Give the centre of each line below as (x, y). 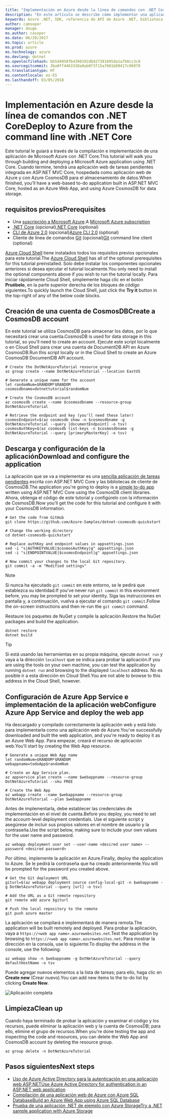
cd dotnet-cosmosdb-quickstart (38, 535)
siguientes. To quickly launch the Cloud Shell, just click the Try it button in (81, 290)
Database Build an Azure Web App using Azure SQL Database (76, 1100)
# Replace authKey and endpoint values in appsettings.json (70, 544)
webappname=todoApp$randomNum (37, 764)
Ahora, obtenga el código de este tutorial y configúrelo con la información (82, 498)
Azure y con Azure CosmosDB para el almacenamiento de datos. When (78, 178)
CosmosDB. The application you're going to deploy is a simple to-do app (80, 487)
